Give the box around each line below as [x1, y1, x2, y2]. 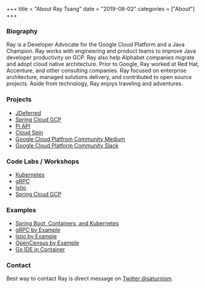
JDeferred [15, 109, 42, 116]
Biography [6, 27, 38, 36]
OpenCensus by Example [15, 239, 80, 247]
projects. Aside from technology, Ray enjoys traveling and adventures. [6, 80, 184, 88]
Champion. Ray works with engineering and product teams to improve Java [6, 47, 196, 55]
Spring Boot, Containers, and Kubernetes [15, 220, 119, 227]
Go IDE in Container [15, 246, 65, 253]
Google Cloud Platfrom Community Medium [15, 135, 125, 143]
